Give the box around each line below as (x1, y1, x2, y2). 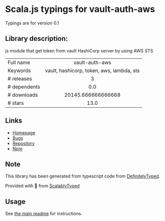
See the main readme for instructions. (5, 211, 82, 217)
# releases (7, 75, 32, 82)
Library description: (5, 34, 68, 43)
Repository (12, 140, 35, 146)
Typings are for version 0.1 (5, 20, 59, 26)
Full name (7, 59, 31, 66)
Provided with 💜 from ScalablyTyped (5, 183, 80, 189)
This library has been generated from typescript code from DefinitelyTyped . (5, 173, 161, 179)
